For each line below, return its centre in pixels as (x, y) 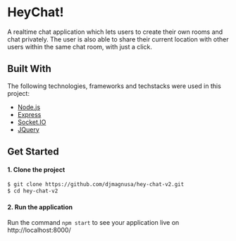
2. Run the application (40, 207)
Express (29, 114)
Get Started (33, 152)
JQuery (29, 129)
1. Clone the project (36, 169)
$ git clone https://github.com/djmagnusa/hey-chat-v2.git (96, 185)
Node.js (29, 107)
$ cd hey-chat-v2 (33, 191)
